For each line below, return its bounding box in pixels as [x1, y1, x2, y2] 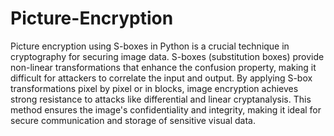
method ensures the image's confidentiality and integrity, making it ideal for [10, 103, 322, 116]
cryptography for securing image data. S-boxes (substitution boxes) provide [10, 50, 325, 62]
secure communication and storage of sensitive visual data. [10, 114, 256, 126]
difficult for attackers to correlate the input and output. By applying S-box [10, 72, 313, 84]
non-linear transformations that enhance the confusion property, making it [10, 61, 317, 73]
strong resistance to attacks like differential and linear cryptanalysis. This [10, 93, 312, 105]
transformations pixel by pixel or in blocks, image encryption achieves [10, 82, 299, 94]
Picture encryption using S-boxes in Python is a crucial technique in [10, 40, 290, 52]
